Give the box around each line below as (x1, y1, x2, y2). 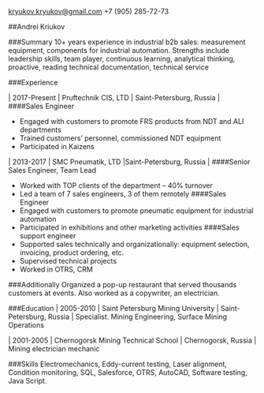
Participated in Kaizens (19, 142, 95, 151)
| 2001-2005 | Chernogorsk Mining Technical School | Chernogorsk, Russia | (8, 335, 257, 345)
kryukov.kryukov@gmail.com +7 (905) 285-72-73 (8, 7, 169, 16)
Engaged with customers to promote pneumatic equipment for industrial (19, 206, 254, 215)
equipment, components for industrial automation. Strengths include (8, 46, 230, 54)
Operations (8, 320, 45, 330)
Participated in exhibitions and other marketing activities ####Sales (19, 223, 240, 232)
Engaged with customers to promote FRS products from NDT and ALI (19, 117, 244, 125)
